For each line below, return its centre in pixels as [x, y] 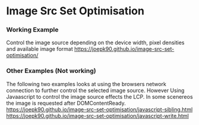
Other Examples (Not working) [51, 71]
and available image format [40, 49]
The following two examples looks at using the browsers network [86, 84]
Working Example [32, 30]
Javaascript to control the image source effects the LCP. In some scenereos [99, 96]
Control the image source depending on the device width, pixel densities [96, 42]
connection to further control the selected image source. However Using [95, 90]
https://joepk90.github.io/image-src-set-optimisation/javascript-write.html [98, 115]
